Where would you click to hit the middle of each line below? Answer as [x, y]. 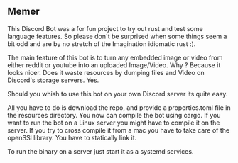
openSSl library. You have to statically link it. [72, 137]
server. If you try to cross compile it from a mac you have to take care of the [118, 130]
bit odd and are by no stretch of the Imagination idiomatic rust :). [102, 44]
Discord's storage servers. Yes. [53, 80]
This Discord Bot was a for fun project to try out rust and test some [106, 28]
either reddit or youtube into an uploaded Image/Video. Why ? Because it [114, 65]
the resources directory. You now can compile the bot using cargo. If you [114, 115]
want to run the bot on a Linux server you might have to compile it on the [114, 123]
